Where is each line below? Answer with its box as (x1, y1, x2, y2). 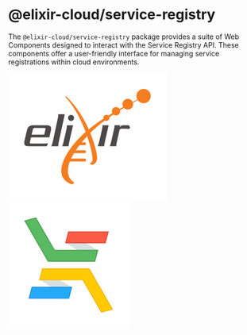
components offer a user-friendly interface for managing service (8, 48, 220, 58)
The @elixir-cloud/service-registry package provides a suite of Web (8, 32, 240, 41)
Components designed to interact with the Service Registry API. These (8, 40, 240, 49)
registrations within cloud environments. (8, 57, 140, 67)
